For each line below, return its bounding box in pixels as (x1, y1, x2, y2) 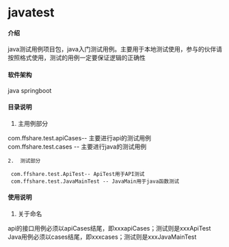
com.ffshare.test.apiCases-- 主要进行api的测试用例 (8, 133, 152, 142)
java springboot (8, 86, 52, 94)
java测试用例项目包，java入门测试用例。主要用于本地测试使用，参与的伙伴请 (8, 45, 223, 53)
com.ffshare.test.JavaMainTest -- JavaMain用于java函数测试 (10, 178, 180, 185)
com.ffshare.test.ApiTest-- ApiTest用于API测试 (10, 170, 145, 177)
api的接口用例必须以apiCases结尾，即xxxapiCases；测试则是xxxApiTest (8, 224, 211, 232)
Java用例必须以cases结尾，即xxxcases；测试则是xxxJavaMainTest (8, 233, 197, 241)
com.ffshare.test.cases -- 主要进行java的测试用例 (8, 142, 146, 151)
